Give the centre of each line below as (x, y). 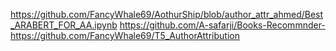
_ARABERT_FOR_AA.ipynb (64, 25)
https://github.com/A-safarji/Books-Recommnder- (222, 25)
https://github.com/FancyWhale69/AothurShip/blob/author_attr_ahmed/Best (167, 14)
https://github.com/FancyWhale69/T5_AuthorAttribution (125, 35)
